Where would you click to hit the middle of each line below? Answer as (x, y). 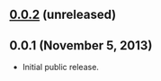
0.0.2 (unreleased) (63, 15)
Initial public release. (60, 67)
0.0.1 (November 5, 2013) (81, 45)
